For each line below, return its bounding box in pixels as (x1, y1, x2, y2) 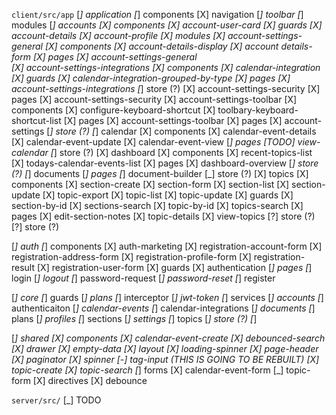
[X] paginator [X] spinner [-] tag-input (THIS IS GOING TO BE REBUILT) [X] (11, 354, 320, 365)
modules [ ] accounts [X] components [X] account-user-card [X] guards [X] (11, 19, 323, 31)
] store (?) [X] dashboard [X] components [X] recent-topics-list (53, 147, 313, 158)
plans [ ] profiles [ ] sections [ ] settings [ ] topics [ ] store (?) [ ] (11, 313, 258, 324)
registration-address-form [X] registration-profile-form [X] (11, 251, 252, 263)
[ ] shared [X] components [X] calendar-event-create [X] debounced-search (11, 332, 326, 344)
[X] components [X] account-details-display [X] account (44, 40, 279, 52)
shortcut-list (11, 115, 62, 126)
